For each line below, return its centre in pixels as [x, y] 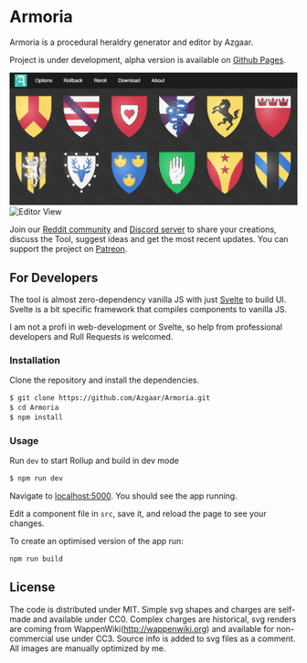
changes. [27, 523]
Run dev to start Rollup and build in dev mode [95, 461]
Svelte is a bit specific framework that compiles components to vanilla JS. [148, 310]
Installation [35, 361]
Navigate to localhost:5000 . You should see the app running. [123, 496]
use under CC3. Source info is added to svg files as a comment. [175, 638]
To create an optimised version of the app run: [97, 542]
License [32, 588]
